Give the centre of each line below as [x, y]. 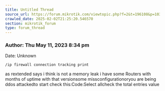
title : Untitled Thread [29, 10]
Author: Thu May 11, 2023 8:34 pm [47, 45]
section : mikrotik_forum [30, 23]
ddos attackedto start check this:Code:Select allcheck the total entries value [82, 85]
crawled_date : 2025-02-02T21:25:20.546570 [49, 19]
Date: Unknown [21, 56]
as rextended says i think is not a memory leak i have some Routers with [78, 74]
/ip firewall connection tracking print [47, 65]
